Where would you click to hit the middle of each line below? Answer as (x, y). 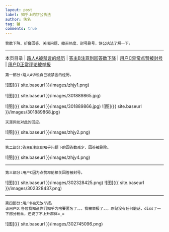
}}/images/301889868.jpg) (33, 112)
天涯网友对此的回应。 (24, 122)
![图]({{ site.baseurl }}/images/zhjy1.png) (47, 85)
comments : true (21, 29)
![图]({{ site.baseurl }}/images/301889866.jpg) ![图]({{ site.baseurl (73, 106)
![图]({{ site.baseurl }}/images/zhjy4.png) (48, 157)
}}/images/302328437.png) (33, 188)
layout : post (19, 10)
